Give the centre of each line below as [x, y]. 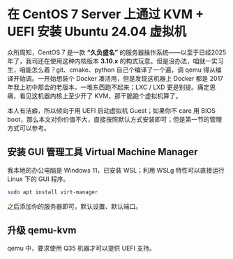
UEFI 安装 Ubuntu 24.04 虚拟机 [97, 32]
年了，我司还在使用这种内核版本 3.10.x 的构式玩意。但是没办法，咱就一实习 [115, 61]
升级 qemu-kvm [42, 230]
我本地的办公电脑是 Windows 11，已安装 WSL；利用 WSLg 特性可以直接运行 [116, 170]
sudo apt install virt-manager [53, 192]
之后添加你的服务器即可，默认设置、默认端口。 [74, 206]
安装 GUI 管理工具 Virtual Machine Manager [103, 152]
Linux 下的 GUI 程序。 [38, 179]
